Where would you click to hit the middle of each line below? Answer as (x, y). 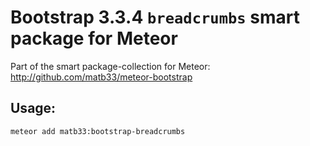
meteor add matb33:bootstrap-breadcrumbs (98, 131)
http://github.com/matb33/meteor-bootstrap (101, 77)
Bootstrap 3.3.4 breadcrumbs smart (155, 17)
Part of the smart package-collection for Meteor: (110, 66)
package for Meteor (94, 38)
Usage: (33, 108)
